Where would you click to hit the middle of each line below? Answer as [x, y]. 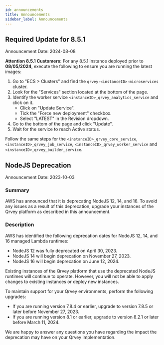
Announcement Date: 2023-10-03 [40, 177]
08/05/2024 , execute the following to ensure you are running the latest [79, 66]
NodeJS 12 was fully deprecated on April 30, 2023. [65, 250]
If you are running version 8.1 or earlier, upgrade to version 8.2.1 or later [85, 317]
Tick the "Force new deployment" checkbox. [66, 113]
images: [13, 72]
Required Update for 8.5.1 [45, 39]
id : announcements [24, 10]
